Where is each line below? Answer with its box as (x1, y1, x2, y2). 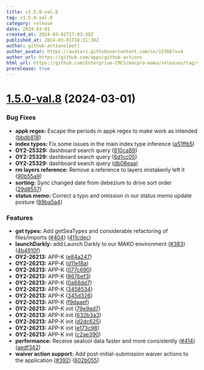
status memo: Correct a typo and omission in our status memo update (15, 192, 192, 199)
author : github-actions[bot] (6, 43, 80, 49)
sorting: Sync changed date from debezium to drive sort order (15, 179, 172, 186)
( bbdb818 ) (15, 133, 41, 141)
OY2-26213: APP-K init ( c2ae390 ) (15, 331, 101, 338)
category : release (6, 20, 53, 26)
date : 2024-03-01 (6, 26, 50, 32)
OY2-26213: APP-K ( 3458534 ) (15, 285, 93, 293)
